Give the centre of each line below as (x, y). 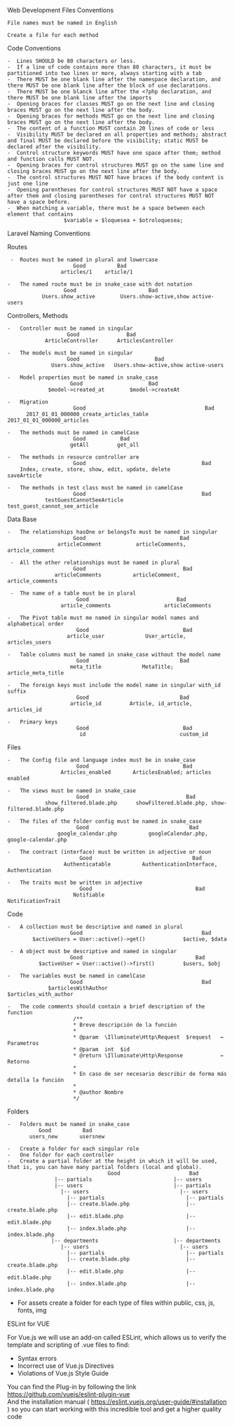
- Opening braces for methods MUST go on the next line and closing (111, 116)
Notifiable (89, 895)
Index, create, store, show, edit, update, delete (95, 469)
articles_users (29, 642)
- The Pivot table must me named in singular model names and (103, 618)
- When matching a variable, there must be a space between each (106, 208)
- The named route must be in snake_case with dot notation (100, 284)
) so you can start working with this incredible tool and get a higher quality (115, 1409)
